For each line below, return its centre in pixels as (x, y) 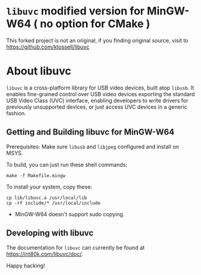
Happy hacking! (26, 265)
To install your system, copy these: (49, 187)
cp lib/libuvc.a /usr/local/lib (46, 198)
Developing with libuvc (50, 233)
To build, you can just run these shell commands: (67, 165)
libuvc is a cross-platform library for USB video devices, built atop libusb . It (100, 88)
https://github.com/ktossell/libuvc (48, 47)
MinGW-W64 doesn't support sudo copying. (70, 214)
